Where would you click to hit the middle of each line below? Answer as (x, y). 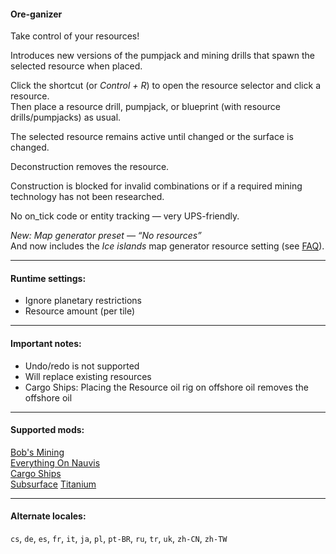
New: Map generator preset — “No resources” (106, 236)
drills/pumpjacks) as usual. (66, 117)
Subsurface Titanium (53, 484)
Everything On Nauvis (55, 462)
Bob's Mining (37, 452)
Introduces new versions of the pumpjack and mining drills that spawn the (162, 56)
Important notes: (46, 343)
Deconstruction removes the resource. (90, 167)
